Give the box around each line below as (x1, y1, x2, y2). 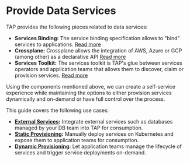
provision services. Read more (14, 72, 88, 79)
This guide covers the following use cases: (6, 107, 109, 114)
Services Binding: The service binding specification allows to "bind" (14, 34, 180, 41)
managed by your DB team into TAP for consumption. (14, 124, 143, 131)
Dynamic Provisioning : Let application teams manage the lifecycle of (14, 143, 182, 150)
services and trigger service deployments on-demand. (14, 149, 146, 156)
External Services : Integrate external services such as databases (14, 118, 173, 125)
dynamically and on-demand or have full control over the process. (6, 95, 165, 103)
